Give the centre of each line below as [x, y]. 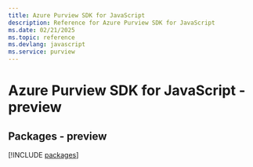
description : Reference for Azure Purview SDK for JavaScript [112, 23]
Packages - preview [58, 136]
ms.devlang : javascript [47, 45]
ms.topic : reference [42, 37]
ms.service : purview [42, 52]
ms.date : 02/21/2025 [42, 30]
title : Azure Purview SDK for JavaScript [77, 15]
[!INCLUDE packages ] [43, 155]
